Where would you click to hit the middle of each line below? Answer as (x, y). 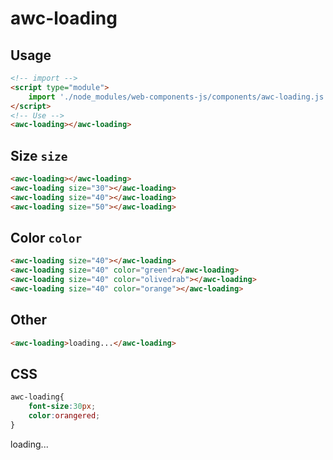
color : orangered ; (64, 416)
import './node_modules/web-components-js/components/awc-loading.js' (178, 97)
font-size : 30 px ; (62, 407)
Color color (46, 237)
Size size (39, 155)
